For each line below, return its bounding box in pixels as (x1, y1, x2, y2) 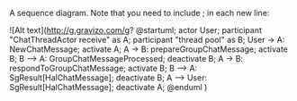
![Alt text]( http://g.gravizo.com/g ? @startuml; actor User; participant (9, 25, 263, 35)
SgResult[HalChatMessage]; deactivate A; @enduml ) (9, 82, 208, 92)
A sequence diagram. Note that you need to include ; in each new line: (9, 8, 270, 18)
